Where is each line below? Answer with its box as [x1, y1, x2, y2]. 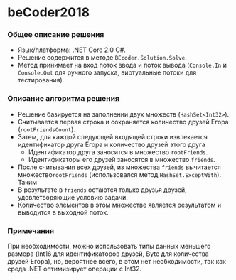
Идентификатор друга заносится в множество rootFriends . [28, 147, 208, 156]
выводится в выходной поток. [17, 208, 109, 217]
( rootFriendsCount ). [17, 125, 76, 134]
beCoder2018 [7, 4, 90, 21]
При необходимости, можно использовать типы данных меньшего [7, 242, 211, 251]
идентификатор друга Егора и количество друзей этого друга [17, 140, 206, 149]
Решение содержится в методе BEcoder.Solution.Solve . [17, 53, 187, 62]
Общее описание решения [7, 30, 104, 40]
